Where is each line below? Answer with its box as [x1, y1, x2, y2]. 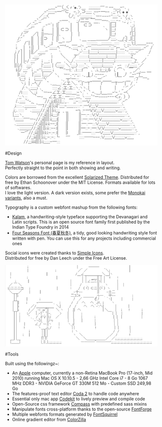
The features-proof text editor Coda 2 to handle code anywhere [12, 391, 139, 396]
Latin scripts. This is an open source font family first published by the [12, 219, 150, 225]
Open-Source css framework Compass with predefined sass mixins [12, 401, 147, 407]
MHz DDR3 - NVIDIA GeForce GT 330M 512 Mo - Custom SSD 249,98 [12, 380, 151, 386]
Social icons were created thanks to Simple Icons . [5, 250, 104, 256]
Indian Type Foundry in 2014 [12, 224, 69, 230]
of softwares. [5, 184, 31, 190]
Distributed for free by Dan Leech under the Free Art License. [5, 255, 127, 261]
